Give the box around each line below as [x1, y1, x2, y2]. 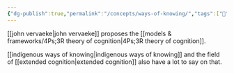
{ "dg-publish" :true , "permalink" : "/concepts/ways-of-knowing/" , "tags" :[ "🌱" [7, 10, 229, 17]
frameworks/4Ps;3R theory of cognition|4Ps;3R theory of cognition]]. [7, 36, 206, 45]
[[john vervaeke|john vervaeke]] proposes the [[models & [7, 29, 172, 38]
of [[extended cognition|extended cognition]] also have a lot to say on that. [7, 57, 222, 66]
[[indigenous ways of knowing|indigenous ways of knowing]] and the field [7, 50, 220, 58]
